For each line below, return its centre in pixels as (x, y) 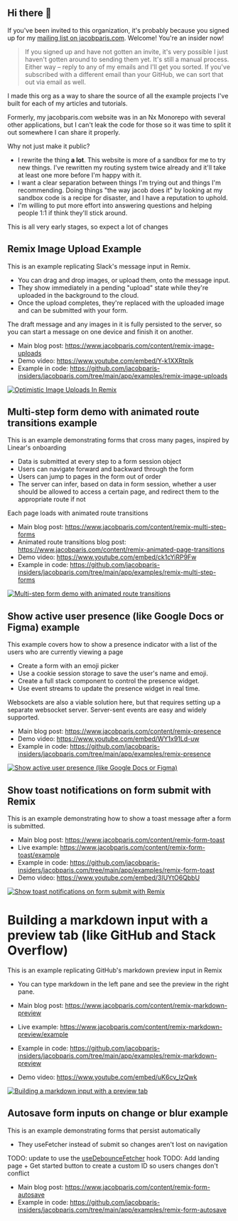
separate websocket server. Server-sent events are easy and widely (107, 710)
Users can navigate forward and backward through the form (106, 469)
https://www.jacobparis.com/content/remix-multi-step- (146, 527)
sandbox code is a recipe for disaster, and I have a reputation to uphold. (123, 197)
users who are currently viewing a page (65, 652)
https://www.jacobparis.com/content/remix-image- (140, 345)
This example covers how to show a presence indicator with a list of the (112, 645)
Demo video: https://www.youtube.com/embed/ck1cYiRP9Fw (107, 557)
